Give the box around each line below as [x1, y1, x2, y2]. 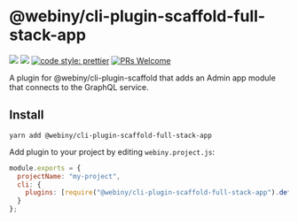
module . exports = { [9, 164, 82, 172]
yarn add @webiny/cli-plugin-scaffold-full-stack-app [9, 131, 213, 140]
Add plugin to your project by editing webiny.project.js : [9, 146, 216, 157]
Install [9, 108, 44, 123]
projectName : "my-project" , [17, 172, 122, 180]
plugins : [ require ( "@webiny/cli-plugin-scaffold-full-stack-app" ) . [25, 188, 279, 197]
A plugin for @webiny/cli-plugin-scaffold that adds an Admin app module [9, 73, 277, 83]
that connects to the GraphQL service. [9, 81, 149, 92]
